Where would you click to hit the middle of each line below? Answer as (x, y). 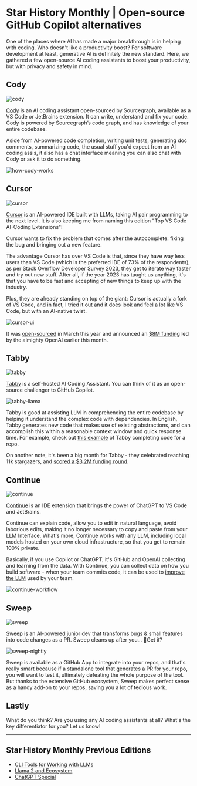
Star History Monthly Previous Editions (79, 750)
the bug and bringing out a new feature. (54, 244)
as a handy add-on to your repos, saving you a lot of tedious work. (86, 687)
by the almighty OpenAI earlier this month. (57, 340)
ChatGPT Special (35, 777)
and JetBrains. (23, 512)
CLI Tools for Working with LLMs (54, 764)
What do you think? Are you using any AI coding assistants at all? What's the (98, 720)
